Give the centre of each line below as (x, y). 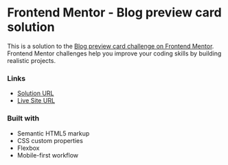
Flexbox (28, 148)
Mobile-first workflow (48, 155)
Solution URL (35, 93)
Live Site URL (36, 101)
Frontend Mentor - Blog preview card (114, 13)
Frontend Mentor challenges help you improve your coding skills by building (114, 53)
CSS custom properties (50, 140)
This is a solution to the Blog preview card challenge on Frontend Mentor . (111, 46)
